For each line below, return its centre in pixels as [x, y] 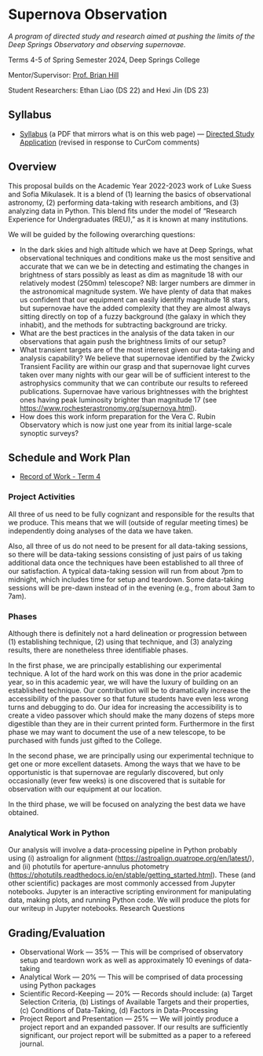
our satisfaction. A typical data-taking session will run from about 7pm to [126, 571]
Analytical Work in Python [59, 832]
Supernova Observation [88, 15]
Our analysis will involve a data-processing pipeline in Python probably [123, 850]
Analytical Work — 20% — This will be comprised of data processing [131, 977]
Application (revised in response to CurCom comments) [110, 142]
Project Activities [42, 497]
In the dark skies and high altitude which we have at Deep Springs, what [136, 250]
